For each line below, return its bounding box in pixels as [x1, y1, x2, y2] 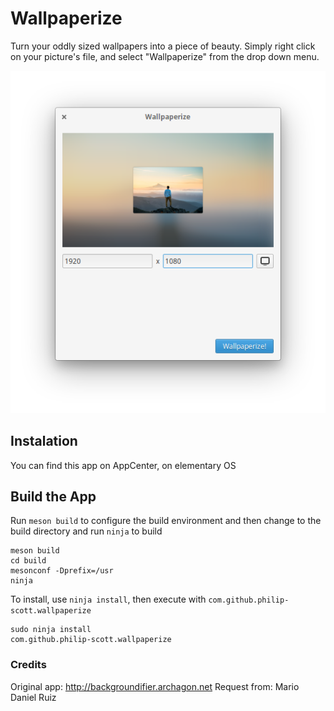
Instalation [10, 433, 78, 450]
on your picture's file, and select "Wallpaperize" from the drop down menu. [10, 50, 320, 62]
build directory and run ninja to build [10, 525, 163, 537]
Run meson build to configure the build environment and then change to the [10, 515, 322, 527]
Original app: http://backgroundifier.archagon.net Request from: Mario [10, 680, 300, 692]
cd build [10, 556, 47, 566]
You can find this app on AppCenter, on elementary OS [10, 459, 237, 471]
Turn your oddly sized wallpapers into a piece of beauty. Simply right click [10, 40, 316, 52]
